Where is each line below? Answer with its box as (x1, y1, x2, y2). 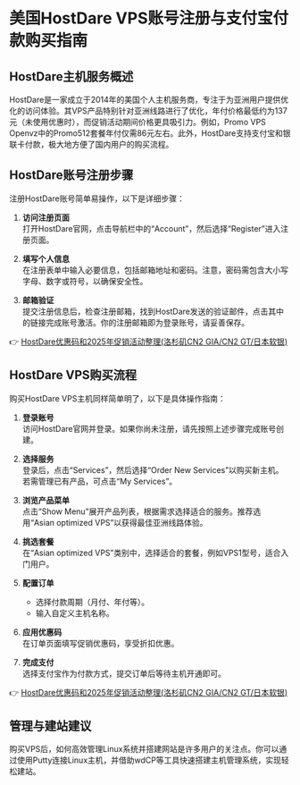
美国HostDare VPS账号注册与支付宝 (9, 8, 273, 29)
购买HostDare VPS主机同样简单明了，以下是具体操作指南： (9, 392, 226, 403)
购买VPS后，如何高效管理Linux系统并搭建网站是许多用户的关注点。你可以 (9, 744, 279, 755)
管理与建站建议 (9, 719, 92, 734)
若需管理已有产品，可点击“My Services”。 (21, 476, 178, 486)
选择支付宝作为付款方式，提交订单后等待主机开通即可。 (21, 668, 226, 679)
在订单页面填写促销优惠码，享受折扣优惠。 (21, 637, 179, 648)
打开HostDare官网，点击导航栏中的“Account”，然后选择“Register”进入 (21, 223, 281, 233)
